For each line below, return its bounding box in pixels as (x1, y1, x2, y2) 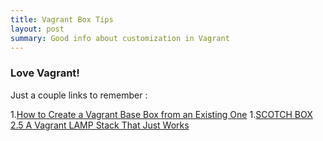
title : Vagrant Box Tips (10, 14, 114, 25)
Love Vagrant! (10, 66, 80, 80)
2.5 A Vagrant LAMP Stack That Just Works (10, 119, 190, 131)
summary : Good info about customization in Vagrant (10, 33, 230, 43)
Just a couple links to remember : (10, 89, 148, 101)
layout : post (10, 24, 65, 34)
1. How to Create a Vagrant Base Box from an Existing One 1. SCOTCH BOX (10, 108, 313, 120)
